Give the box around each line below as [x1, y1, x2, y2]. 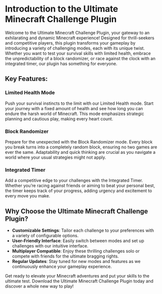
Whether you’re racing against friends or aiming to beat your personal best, [5, 183, 155, 189]
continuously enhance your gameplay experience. [12, 263, 112, 270]
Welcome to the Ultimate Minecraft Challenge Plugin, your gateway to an [5, 30, 150, 35]
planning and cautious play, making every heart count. [5, 115, 114, 122]
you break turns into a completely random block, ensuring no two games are [5, 144, 157, 150]
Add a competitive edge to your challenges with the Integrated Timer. [5, 178, 144, 183]
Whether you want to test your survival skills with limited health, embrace [5, 50, 151, 56]
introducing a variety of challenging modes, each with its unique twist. [5, 45, 145, 51]
